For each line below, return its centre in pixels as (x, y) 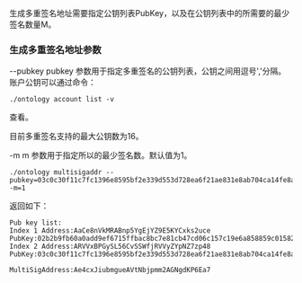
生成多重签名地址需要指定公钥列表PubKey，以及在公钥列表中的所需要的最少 (150, 13)
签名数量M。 (33, 24)
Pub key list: (36, 223)
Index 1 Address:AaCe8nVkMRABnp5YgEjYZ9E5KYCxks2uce (110, 231)
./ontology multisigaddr (56, 172)
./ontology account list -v (62, 100)
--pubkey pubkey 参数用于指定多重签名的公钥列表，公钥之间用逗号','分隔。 (147, 71)
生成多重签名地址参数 (55, 49)
